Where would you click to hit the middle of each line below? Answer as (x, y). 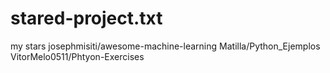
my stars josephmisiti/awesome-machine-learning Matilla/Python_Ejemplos (165, 46)
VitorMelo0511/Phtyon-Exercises (77, 56)
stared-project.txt (86, 18)
